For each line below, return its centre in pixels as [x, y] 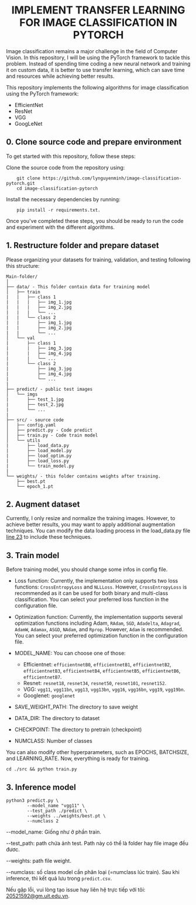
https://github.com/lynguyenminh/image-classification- [112, 178]
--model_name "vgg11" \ [56, 806]
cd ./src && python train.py [42, 769]
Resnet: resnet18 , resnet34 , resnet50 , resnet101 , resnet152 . [95, 683]
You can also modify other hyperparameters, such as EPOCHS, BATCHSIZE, [97, 752]
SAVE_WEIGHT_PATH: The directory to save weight [76, 707]
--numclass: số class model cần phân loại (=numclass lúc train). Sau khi [93, 872]
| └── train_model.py [40, 466]
